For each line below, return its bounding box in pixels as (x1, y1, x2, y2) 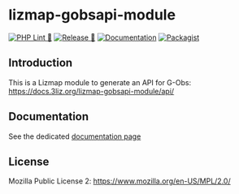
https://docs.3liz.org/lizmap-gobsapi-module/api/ (8, 86, 175, 96)
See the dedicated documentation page (8, 131, 141, 141)
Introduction (8, 56, 73, 70)
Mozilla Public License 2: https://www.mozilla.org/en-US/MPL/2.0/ (8, 176, 231, 186)
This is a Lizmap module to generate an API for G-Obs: (8, 77, 192, 87)
